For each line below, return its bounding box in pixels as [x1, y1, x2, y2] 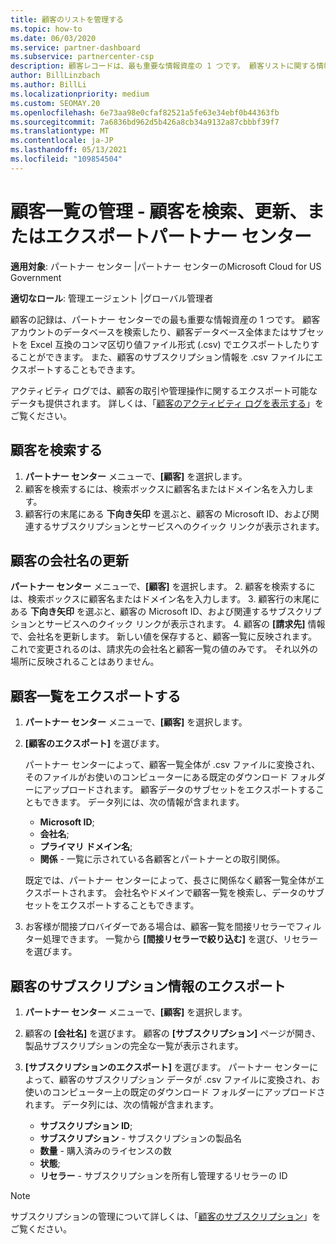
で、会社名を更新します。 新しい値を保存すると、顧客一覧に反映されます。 [10, 631, 318, 643]
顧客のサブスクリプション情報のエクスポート [10, 977, 287, 995]
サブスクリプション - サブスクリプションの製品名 [39, 1132, 242, 1144]
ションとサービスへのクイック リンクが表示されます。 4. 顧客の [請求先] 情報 [10, 618, 326, 630]
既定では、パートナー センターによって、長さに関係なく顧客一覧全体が [24, 874, 316, 886]
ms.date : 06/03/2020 [10, 33, 97, 43]
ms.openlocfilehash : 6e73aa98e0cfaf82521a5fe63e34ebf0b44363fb [10, 107, 280, 118]
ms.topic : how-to [10, 24, 83, 34]
